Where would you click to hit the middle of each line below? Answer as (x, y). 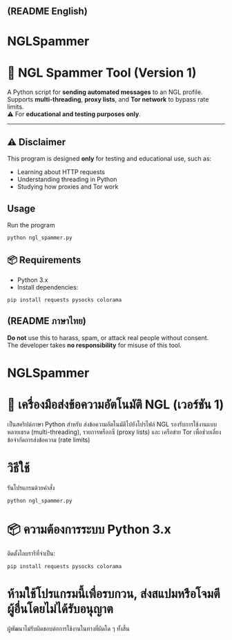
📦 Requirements (44, 260)
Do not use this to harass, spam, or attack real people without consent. (108, 337)
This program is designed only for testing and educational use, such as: (109, 159)
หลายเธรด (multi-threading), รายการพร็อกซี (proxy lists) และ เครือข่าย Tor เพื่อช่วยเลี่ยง (114, 432)
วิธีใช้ (18, 468)
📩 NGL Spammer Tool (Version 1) (102, 73)
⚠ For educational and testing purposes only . (74, 114)
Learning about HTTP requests (61, 172)
